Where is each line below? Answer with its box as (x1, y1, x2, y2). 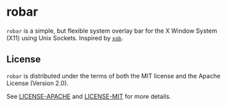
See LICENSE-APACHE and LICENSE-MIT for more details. (6, 92, 171, 100)
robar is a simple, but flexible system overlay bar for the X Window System (6, 27, 217, 35)
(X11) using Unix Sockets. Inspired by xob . (6, 33, 124, 42)
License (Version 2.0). (6, 79, 69, 87)
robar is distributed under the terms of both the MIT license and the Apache (6, 72, 221, 80)
